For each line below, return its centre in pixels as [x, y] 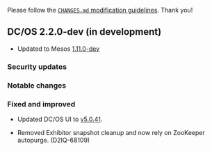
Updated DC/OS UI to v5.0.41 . [60, 119]
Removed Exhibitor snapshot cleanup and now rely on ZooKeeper [111, 132]
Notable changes [37, 85]
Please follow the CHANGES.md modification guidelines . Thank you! [100, 10]
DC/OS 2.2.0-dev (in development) [84, 32]
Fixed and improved [41, 104]
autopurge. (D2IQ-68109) [54, 140]
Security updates [37, 67]
